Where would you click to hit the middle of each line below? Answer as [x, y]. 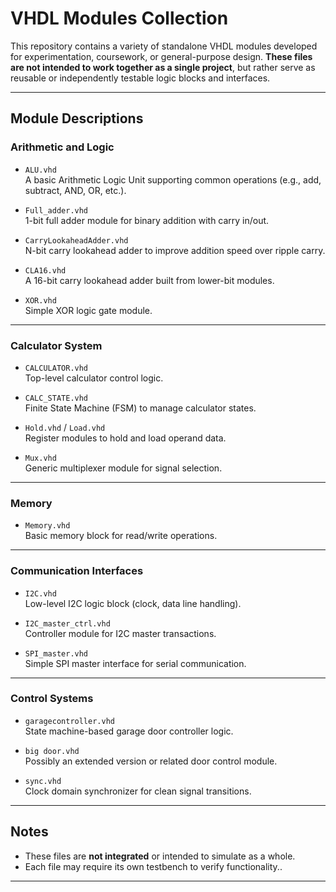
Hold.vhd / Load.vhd [65, 427]
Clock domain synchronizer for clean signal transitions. [138, 791]
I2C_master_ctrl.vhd [67, 623]
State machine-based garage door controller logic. [129, 731]
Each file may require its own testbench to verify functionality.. [153, 866]
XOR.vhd [40, 300]
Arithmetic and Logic [62, 147]
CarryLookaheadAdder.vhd [76, 240]
